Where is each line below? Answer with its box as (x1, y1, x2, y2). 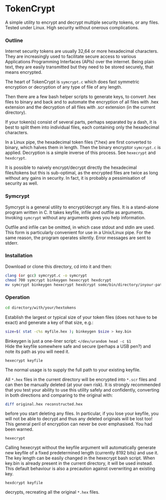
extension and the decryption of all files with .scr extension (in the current (5, 104, 156, 110)
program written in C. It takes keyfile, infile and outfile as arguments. (5, 209, 144, 215)
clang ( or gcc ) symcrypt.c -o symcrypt (5, 273, 87, 278)
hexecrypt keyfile (5, 358, 43, 363)
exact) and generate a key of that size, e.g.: (5, 319, 94, 325)
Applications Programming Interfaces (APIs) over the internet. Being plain (5, 59, 155, 65)
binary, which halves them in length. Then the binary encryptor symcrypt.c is (5, 145, 161, 150)
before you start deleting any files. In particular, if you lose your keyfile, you (5, 410, 159, 416)
